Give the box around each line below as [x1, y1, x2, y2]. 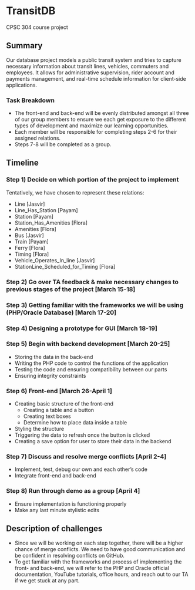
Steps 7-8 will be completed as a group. [14, 141, 112, 148]
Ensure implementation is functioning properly [14, 500, 127, 507]
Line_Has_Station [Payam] [14, 206, 78, 213]
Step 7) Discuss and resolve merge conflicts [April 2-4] [6, 453, 167, 461]
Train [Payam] [14, 238, 49, 245]
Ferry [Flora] [14, 244, 45, 251]
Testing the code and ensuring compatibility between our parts [14, 365, 167, 373]
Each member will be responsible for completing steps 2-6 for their [14, 128, 177, 136]
